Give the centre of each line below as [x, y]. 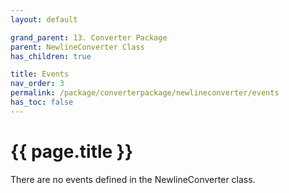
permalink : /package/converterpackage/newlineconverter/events [145, 93]
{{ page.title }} [72, 151]
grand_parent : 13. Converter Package [89, 37]
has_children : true [51, 56]
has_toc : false [42, 102]
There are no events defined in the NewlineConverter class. [133, 179]
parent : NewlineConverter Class [77, 47]
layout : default [44, 19]
